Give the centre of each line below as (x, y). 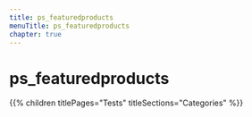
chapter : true (36, 34)
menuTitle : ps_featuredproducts (69, 26)
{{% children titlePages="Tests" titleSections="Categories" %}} (126, 103)
